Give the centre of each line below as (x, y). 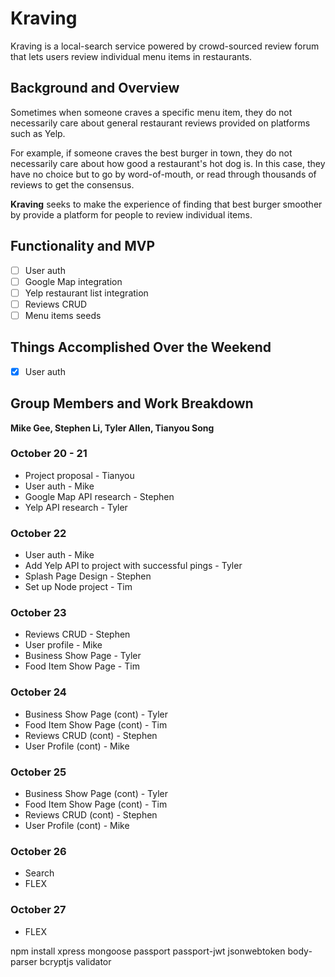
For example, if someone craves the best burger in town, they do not (151, 153)
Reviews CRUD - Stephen (77, 634)
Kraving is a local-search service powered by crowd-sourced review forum (165, 46)
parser (24, 961)
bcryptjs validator (75, 961)
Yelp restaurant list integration (86, 293)
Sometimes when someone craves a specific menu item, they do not (151, 112)
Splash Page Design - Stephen (88, 576)
